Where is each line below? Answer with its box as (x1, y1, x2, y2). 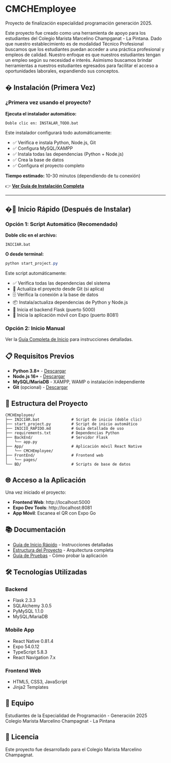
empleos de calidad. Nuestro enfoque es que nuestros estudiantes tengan (5, 52, 161, 58)
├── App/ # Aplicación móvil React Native (5, 444, 142, 449)
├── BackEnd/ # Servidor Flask (5, 435, 108, 440)
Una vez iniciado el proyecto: (5, 489, 66, 495)
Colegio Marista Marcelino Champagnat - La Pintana (5, 718, 116, 724)
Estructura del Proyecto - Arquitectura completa (12, 547, 113, 553)
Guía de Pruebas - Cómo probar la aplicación (12, 552, 108, 559)
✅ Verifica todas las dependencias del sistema (12, 280, 110, 286)
